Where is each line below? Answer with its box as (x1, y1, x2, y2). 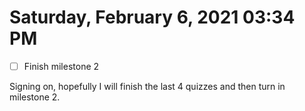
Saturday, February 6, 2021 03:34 (9, 6, 296, 29)
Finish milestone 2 (23, 60, 100, 72)
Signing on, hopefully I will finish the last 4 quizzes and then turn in (9, 81, 286, 92)
